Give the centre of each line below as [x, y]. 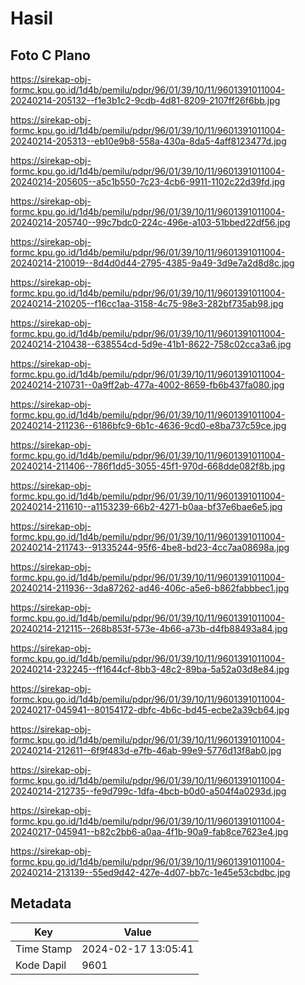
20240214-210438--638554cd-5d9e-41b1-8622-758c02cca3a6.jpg [151, 344]
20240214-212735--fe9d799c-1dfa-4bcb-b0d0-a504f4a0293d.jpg [148, 791]
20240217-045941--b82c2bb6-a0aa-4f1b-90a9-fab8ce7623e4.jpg [149, 831]
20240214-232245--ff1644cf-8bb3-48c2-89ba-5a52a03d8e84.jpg [150, 669]
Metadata [41, 903]
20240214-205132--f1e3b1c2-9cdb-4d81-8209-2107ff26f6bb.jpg [145, 100]
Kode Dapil [41, 965]
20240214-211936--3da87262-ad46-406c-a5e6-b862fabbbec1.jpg [150, 588]
